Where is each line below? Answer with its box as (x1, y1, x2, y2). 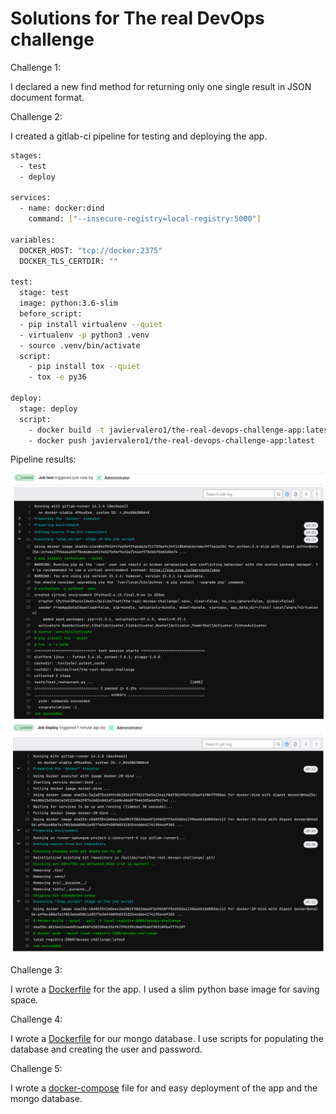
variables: (10, 235, 56, 245)
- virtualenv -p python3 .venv (19, 330, 150, 340)
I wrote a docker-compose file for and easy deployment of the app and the (10, 1082, 318, 1094)
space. (10, 994, 39, 1006)
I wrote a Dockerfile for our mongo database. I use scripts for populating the (10, 1033, 324, 1045)
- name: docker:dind (19, 203, 105, 214)
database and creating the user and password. (10, 1043, 203, 1056)
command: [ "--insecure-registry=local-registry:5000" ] (28, 214, 262, 224)
